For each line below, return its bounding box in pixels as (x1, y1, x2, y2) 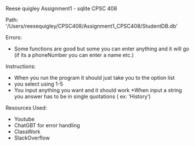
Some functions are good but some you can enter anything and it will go (14, 45, 190, 52)
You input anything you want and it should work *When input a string (14, 87, 182, 93)
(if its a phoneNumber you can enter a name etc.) (14, 52, 134, 58)
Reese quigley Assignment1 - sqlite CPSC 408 (5, 5, 117, 12)
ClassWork (14, 128, 41, 135)
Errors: (5, 34, 22, 40)
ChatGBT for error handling (14, 122, 80, 128)
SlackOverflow (14, 134, 50, 141)
